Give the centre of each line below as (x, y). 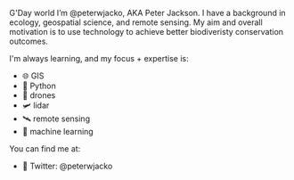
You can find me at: (45, 149)
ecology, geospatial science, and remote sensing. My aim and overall (136, 22)
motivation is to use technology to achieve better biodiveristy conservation (146, 32)
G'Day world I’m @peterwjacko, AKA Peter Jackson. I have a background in (148, 13)
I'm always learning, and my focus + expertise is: (99, 58)
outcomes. (29, 41)
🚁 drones (39, 95)
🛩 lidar (36, 105)
